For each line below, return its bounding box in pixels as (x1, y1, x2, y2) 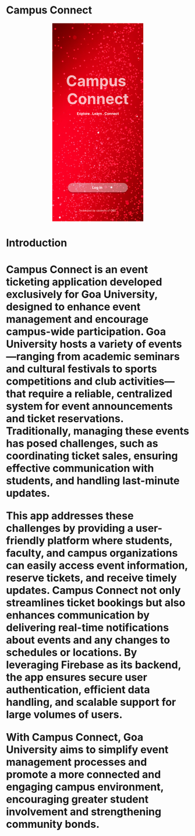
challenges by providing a (6, 521, 134, 535)
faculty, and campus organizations (6, 547, 178, 560)
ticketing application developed (6, 275, 162, 289)
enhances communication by (6, 609, 150, 622)
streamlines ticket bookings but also (6, 596, 186, 610)
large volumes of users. (6, 708, 123, 721)
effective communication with (6, 462, 154, 475)
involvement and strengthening (6, 805, 162, 818)
